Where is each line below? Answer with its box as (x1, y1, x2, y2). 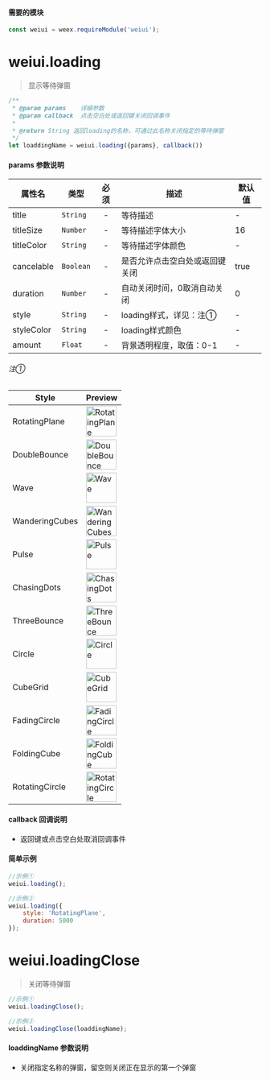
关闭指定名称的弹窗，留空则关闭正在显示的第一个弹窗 (19, 1062, 197, 1072)
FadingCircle (12, 714, 60, 726)
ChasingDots (12, 581, 62, 593)
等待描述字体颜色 (121, 240, 186, 251)
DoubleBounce (12, 449, 69, 460)
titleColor (12, 240, 47, 251)
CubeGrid (12, 681, 50, 693)
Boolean (61, 262, 91, 271)
